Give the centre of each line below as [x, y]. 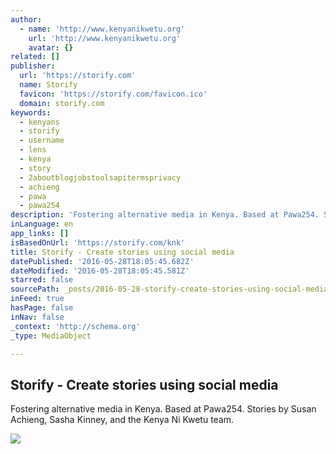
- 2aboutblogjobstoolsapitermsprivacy [100, 177]
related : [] [35, 57]
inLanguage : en [42, 224]
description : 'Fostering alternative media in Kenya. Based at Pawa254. [165, 215]
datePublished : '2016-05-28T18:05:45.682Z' [102, 261]
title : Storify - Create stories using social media [122, 252]
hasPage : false [42, 308]
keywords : [31, 112]
